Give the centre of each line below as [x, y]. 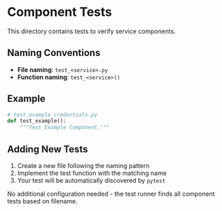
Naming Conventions [54, 53]
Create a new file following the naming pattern [83, 166]
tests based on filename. [42, 201]
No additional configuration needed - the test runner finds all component [111, 194]
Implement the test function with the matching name [92, 173]
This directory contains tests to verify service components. [92, 31]
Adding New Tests [48, 149]
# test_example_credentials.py [52, 115]
